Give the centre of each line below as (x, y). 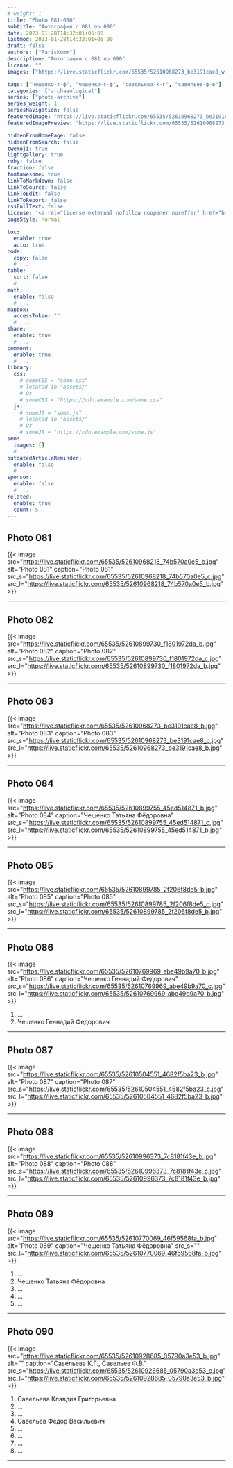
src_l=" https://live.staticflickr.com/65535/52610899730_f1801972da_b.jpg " (114, 666)
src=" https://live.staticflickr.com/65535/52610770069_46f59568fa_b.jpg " (112, 1238)
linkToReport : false (37, 200)
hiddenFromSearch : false (43, 142)
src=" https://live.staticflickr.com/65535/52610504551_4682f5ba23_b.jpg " (113, 1074)
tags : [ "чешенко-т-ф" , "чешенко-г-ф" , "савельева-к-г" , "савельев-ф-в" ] (114, 84)
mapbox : (18, 310)
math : (15, 290)
